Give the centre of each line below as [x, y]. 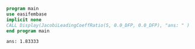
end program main [28, 31]
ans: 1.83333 [23, 42]
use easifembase [26, 14]
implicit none [24, 20]
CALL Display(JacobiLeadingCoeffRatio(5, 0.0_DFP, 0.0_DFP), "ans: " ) [98, 25]
